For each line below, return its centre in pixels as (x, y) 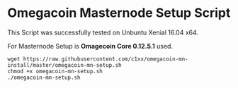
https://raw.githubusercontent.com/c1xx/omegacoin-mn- (106, 59)
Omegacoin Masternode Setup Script (119, 13)
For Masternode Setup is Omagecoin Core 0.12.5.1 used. (90, 46)
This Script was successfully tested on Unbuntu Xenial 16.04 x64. (103, 32)
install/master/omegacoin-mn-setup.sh (64, 65)
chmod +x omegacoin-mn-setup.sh (55, 71)
